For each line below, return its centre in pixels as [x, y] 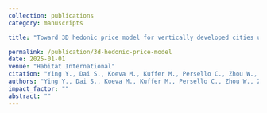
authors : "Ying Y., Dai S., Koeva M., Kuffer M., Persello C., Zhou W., [131, 81]
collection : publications [51, 16]
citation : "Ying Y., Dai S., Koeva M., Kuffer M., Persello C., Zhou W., [133, 74]
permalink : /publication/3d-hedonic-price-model [90, 52]
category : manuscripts [46, 23]
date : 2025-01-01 [37, 59]
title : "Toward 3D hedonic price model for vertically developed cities [131, 37]
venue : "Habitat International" [62, 67]
